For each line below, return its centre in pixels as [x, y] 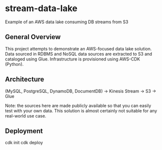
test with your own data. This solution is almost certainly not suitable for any [81, 111]
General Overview [33, 37]
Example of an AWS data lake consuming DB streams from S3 [67, 22]
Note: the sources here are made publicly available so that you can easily [78, 105]
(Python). [14, 64]
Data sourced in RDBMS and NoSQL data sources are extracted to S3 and [79, 54]
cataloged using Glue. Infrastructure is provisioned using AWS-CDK [73, 59]
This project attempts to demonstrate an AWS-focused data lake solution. [78, 48]
